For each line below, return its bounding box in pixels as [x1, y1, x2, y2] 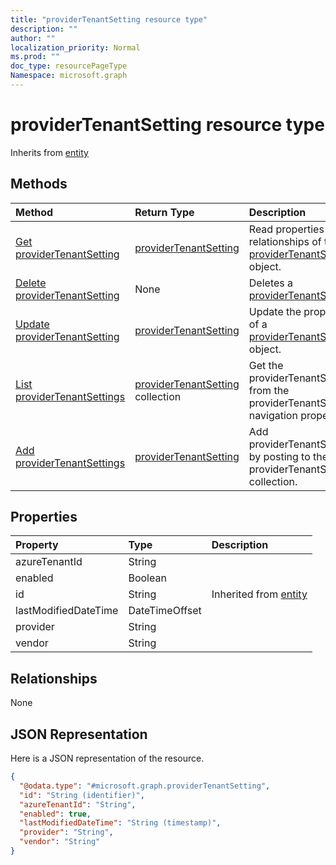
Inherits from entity [10, 146, 89, 158]
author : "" [10, 33, 56, 43]
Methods [10, 176, 68, 193]
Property [15, 538, 59, 552]
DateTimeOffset [128, 604, 202, 618]
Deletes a [248, 276, 294, 290]
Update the [248, 304, 302, 318]
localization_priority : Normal [10, 42, 141, 53]
